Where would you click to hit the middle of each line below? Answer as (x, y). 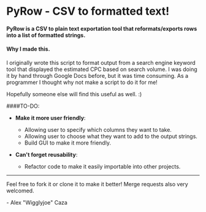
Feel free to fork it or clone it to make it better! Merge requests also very (97, 184)
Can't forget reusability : (46, 154)
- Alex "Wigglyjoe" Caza (37, 202)
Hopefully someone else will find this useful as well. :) (74, 94)
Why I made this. (28, 49)
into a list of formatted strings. (46, 35)
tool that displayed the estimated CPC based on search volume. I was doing (102, 69)
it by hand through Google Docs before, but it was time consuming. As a (97, 75)
